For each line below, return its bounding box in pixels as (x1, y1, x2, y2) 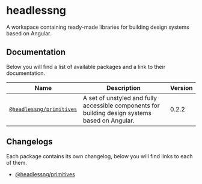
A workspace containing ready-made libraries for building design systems (6, 23, 189, 31)
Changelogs (6, 137, 53, 147)
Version (170, 83, 193, 92)
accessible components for (83, 101, 160, 110)
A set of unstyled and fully (83, 93, 158, 102)
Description (106, 83, 141, 92)
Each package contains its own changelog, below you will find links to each (6, 152, 193, 159)
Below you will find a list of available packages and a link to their (6, 63, 166, 70)
